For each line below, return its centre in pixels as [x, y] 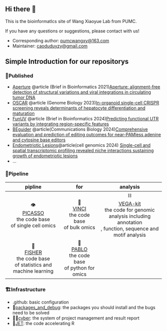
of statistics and [33, 265]
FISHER [33, 252]
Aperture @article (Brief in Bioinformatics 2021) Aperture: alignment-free [86, 87]
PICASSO [33, 213]
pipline [33, 187]
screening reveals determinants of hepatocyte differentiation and [79, 108]
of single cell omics [33, 225]
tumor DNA [24, 97]
